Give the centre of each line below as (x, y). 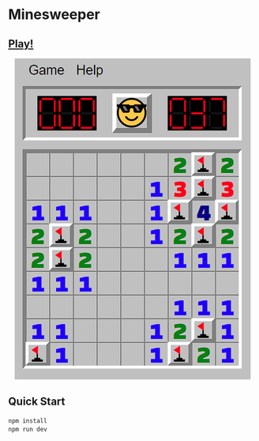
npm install (28, 420)
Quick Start (37, 402)
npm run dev (28, 429)
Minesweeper (54, 15)
